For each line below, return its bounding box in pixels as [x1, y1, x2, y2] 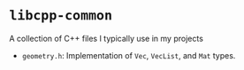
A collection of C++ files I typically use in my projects [9, 33, 203, 43]
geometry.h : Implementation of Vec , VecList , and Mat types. [21, 50, 236, 60]
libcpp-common [9, 7, 113, 24]
